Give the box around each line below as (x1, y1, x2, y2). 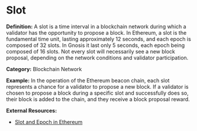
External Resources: (6, 107, 57, 114)
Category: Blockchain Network (6, 65, 82, 72)
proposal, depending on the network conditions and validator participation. (6, 54, 189, 61)
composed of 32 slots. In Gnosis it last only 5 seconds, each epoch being (6, 42, 185, 49)
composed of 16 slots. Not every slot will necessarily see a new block (6, 48, 176, 55)
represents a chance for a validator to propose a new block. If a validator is (6, 83, 189, 90)
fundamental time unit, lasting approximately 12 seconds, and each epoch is (6, 35, 191, 42)
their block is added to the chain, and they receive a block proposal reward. (6, 95, 190, 103)
